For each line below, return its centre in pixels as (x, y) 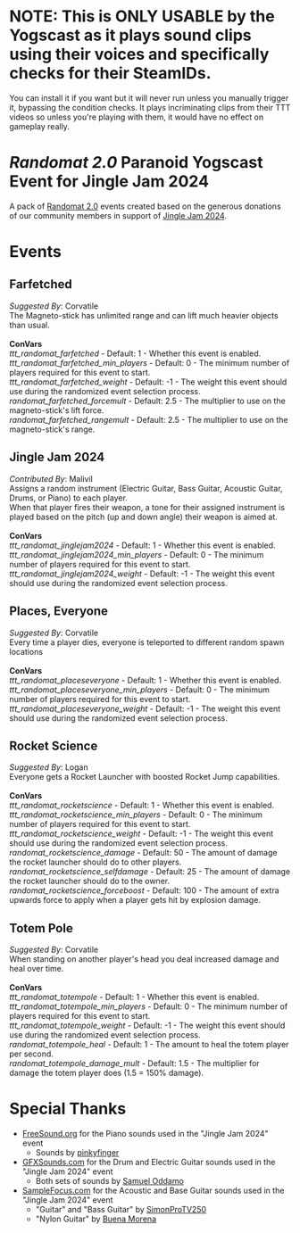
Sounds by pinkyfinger (77, 1153)
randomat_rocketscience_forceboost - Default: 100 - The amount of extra (144, 890)
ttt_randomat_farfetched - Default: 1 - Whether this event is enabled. (135, 353)
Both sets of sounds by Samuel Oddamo (110, 1181)
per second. (31, 1054)
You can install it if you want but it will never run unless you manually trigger (149, 98)
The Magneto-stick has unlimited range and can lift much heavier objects (144, 315)
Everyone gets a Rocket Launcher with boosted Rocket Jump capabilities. (145, 777)
